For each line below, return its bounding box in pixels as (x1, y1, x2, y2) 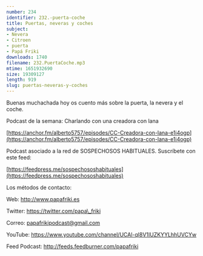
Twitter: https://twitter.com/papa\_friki (6, 207, 101, 215)
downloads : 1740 (6, 54, 47, 60)
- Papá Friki (6, 49, 39, 55)
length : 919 (6, 77, 36, 83)
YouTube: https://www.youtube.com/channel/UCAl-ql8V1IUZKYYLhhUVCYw (6, 231, 197, 238)
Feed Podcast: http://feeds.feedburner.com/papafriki (6, 243, 139, 250)
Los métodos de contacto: (6, 184, 72, 191)
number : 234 (6, 9, 36, 15)
